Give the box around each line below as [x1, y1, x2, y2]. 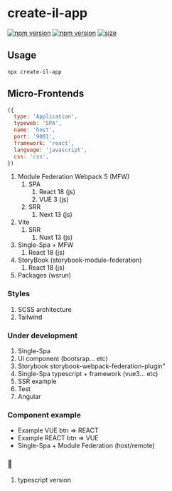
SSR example [17, 377, 57, 386]
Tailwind [17, 313, 43, 321]
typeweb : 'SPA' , [14, 120, 62, 127]
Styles [7, 289, 31, 299]
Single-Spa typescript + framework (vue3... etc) [17, 370, 158, 378]
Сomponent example [7, 410, 82, 420]
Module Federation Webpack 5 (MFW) [17, 173, 130, 181]
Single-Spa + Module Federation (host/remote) [17, 441, 155, 450]
